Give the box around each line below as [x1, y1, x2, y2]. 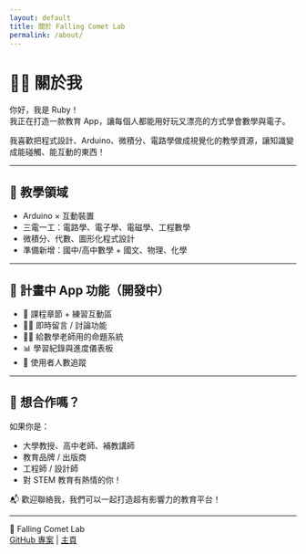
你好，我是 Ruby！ [9, 104, 79, 115]
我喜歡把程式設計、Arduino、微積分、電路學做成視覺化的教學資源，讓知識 [9, 135, 287, 146]
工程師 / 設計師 [22, 463, 79, 474]
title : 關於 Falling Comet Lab [9, 22, 126, 31]
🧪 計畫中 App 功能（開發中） [9, 282, 170, 298]
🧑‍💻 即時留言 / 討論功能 [22, 319, 107, 330]
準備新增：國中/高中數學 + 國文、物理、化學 [22, 245, 188, 256]
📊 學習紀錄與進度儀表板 [22, 342, 114, 353]
